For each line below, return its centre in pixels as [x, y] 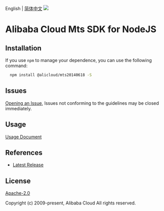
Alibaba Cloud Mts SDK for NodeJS [81, 29]
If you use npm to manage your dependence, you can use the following [79, 60]
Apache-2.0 [18, 193]
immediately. [19, 108]
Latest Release [28, 165]
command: [17, 66]
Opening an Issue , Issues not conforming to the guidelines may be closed [82, 103]
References [24, 153]
